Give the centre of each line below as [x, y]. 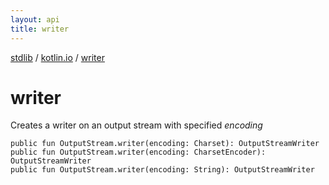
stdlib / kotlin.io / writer [57, 57]
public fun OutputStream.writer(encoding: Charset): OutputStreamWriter [165, 144]
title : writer [40, 29]
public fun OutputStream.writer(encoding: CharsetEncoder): [138, 152]
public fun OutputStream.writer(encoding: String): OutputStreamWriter [162, 170]
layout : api [35, 19]
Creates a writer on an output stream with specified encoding [136, 125]
